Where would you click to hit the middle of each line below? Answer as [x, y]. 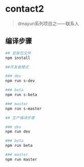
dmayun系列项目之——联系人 [48, 23]
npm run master [21, 159]
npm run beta [19, 146]
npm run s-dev [20, 81]
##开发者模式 [17, 67]
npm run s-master [24, 109]
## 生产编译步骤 [20, 118]
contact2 [25, 9]
